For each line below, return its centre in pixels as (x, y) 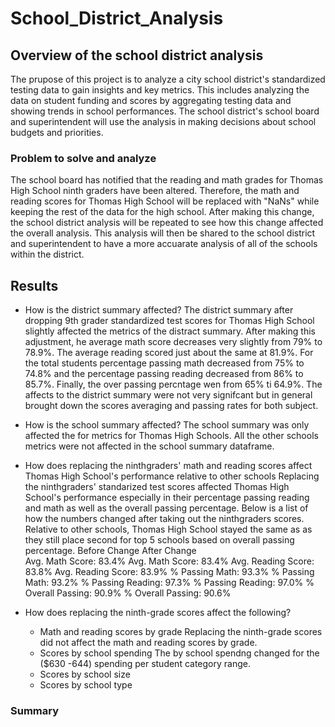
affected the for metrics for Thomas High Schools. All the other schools (171, 436)
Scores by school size (85, 674)
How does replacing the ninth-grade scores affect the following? (158, 613)
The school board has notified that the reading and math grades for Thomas (167, 180)
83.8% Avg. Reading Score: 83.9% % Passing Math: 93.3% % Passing (169, 572)
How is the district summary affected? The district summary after (159, 310)
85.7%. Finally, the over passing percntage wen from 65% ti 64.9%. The (173, 384)
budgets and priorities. (57, 132)
